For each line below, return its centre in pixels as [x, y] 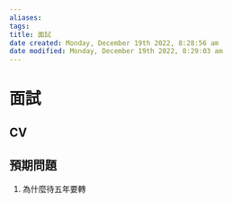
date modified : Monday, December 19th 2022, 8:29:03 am [116, 51]
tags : [19, 26]
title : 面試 [30, 34]
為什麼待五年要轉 [54, 189]
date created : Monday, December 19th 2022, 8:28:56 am [114, 43]
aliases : [26, 18]
